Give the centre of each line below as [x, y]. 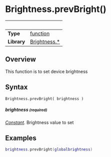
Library [16, 41]
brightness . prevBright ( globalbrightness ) [49, 149]
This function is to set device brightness [46, 71]
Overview [21, 59]
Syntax [16, 87]
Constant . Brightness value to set [39, 122]
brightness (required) [26, 110]
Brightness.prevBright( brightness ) [44, 98]
